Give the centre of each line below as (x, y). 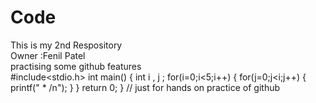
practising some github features (76, 66)
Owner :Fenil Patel (48, 55)
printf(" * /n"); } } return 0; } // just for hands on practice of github (145, 87)
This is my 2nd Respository (66, 45)
